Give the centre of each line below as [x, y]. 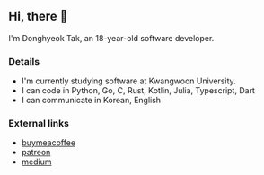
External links [39, 124]
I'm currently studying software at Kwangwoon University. [129, 81]
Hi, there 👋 [38, 17]
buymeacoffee [48, 143]
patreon [36, 153]
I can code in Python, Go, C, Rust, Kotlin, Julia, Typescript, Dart [138, 91]
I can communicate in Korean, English [91, 101]
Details [24, 61]
